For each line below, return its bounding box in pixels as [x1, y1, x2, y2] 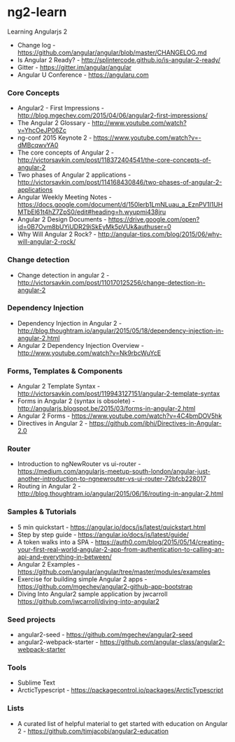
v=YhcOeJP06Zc [17, 126, 66, 135]
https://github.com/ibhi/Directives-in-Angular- [89, 419, 222, 428]
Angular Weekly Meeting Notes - [17, 193, 112, 201]
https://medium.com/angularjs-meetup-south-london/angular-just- [17, 467, 211, 476]
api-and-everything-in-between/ [17, 553, 112, 561]
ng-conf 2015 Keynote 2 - [17, 133, 92, 142]
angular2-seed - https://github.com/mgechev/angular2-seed [17, 630, 193, 639]
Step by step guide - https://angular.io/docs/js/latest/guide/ [17, 530, 189, 539]
